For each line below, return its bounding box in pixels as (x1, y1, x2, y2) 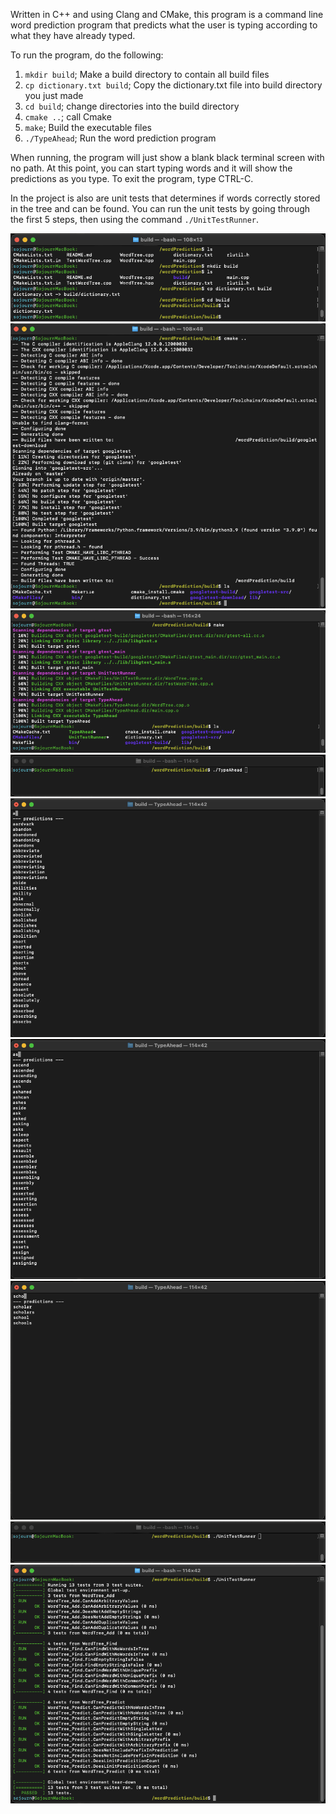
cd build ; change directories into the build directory (24, 100, 240, 112)
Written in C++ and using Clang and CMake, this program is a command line (10, 9, 324, 20)
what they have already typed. (10, 30, 136, 41)
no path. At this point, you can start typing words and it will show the (10, 162, 293, 174)
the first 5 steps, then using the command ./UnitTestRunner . (10, 214, 260, 225)
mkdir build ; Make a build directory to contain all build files (24, 69, 270, 80)
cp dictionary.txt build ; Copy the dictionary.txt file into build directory (24, 79, 323, 91)
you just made (24, 90, 84, 101)
